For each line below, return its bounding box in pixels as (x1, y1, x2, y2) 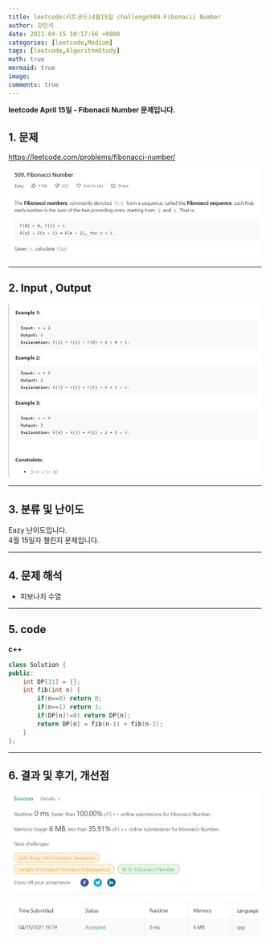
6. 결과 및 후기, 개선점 (8, 768, 110, 783)
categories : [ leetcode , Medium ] (8, 39, 113, 47)
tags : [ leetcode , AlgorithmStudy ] (8, 47, 121, 55)
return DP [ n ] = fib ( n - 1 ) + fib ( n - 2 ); (37, 720, 164, 728)
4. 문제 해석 (8, 569, 63, 582)
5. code (8, 623, 47, 636)
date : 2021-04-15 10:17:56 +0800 (8, 30, 121, 38)
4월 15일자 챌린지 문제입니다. (8, 535, 100, 546)
